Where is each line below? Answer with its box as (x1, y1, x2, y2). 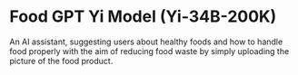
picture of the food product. (9, 55, 114, 66)
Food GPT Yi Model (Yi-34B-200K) (9, 6, 277, 27)
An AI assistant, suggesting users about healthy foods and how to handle (9, 36, 283, 47)
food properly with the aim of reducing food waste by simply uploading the (9, 45, 290, 56)
